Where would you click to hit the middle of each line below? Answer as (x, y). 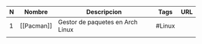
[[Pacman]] (36, 26)
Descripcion (104, 12)
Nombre (36, 12)
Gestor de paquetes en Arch (98, 22)
